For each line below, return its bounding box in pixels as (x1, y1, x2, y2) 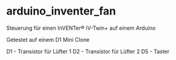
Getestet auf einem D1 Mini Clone (6, 36, 90, 43)
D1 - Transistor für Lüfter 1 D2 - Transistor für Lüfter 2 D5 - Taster (6, 47, 170, 55)
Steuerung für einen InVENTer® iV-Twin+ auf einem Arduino (6, 24, 156, 32)
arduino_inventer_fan (6, 4, 117, 18)
